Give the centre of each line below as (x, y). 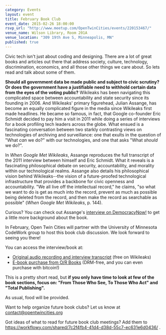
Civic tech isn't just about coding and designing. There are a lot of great (79, 56)
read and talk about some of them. (40, 72)
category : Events (23, 10)
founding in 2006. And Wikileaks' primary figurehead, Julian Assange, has (81, 103)
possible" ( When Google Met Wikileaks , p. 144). (54, 203)
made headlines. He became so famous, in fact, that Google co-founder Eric (83, 113)
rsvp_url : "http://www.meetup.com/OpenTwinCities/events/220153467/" (79, 28)
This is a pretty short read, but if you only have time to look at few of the (80, 277)
